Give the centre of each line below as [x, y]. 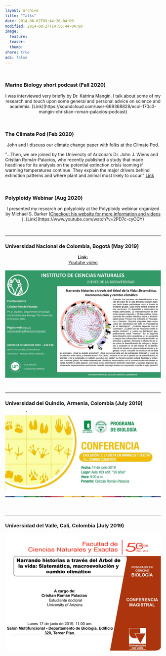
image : [12, 31]
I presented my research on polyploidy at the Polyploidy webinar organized [83, 209]
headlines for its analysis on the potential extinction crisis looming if [74, 165]
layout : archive [22, 10]
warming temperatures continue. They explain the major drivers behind [77, 170]
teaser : [18, 42]
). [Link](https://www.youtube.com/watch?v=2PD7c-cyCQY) [83, 219]
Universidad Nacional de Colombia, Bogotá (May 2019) [72, 246]
